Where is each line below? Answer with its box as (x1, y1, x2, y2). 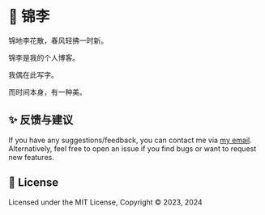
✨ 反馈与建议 (8, 113, 74, 127)
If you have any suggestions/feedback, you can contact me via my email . (8, 135, 253, 145)
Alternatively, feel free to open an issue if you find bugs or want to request (8, 143, 257, 154)
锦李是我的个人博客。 (8, 53, 79, 62)
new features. (8, 152, 54, 162)
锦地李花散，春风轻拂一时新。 (8, 36, 108, 45)
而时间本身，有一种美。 (8, 86, 87, 97)
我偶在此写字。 (8, 70, 58, 79)
